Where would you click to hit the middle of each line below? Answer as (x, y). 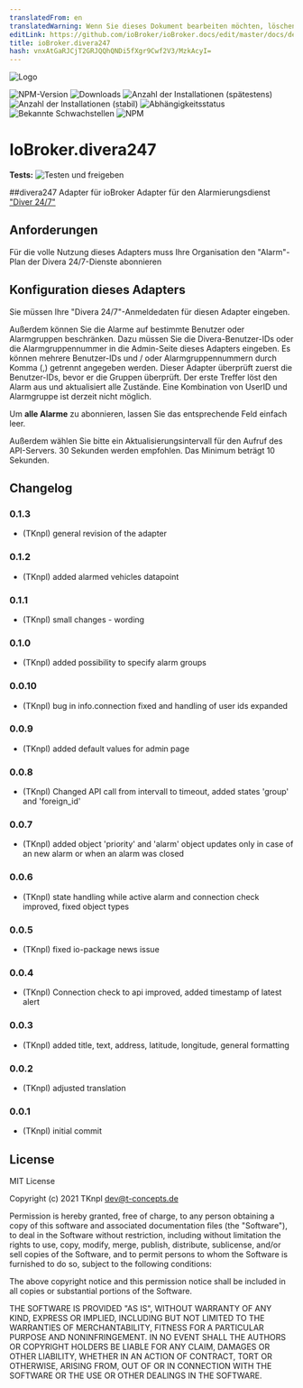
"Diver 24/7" (32, 202)
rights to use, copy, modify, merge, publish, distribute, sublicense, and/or (145, 1245)
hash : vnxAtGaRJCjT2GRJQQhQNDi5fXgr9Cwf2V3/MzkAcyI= (110, 51)
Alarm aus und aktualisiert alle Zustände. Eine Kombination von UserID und (148, 386)
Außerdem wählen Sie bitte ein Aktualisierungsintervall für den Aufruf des (146, 441)
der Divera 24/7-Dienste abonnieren (95, 262)
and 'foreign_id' (51, 801)
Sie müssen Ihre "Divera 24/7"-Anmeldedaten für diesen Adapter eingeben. (150, 311)
